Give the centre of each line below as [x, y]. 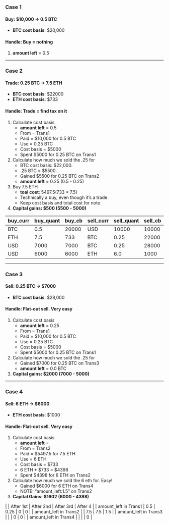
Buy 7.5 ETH [25, 187]
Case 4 [14, 391]
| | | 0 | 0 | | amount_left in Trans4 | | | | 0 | [49, 517]
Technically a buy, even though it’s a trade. [64, 197]
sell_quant [126, 221]
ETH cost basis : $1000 [36, 415]
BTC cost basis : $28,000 [38, 297]
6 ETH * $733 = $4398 [44, 470]
